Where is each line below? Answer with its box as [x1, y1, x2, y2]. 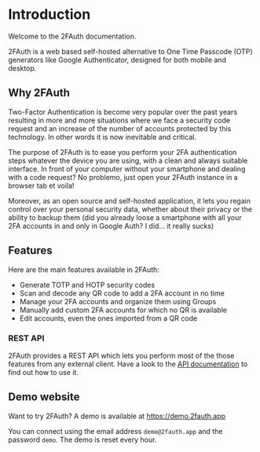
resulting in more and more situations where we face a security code [8, 116, 230, 125]
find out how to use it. [8, 367, 79, 377]
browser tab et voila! [8, 181, 75, 190]
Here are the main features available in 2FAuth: [8, 265, 159, 274]
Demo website [8, 391, 80, 404]
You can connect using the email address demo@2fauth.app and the [8, 426, 223, 435]
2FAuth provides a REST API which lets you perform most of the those [8, 351, 235, 360]
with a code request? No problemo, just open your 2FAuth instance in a [8, 172, 238, 182]
